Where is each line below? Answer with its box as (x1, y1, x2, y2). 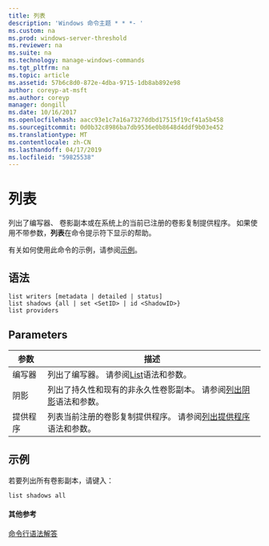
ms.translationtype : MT (8, 130, 88, 139)
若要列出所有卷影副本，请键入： (8, 476, 114, 485)
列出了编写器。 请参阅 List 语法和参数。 (47, 369, 192, 380)
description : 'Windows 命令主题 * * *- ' (8, 19, 144, 27)
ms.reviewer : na (8, 42, 62, 50)
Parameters (8, 328, 68, 342)
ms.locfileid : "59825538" (8, 153, 94, 161)
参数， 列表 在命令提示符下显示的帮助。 (29, 228, 156, 238)
